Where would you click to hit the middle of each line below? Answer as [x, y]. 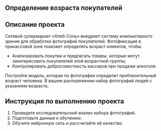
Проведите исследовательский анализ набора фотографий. [74, 113]
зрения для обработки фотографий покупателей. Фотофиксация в [73, 41]
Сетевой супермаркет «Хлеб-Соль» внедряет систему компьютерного [79, 36]
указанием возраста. [27, 86]
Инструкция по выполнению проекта [65, 101]
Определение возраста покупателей [64, 8]
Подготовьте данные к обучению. [47, 118]
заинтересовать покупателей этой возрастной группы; [69, 61]
